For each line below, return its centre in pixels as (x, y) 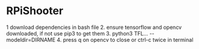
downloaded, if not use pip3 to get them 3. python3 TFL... (77, 33)
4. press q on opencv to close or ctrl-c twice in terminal (125, 40)
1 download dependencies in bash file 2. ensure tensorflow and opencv (94, 27)
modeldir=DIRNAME (31, 40)
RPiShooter (35, 11)
